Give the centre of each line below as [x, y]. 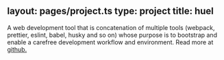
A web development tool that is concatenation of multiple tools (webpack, [111, 27]
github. [17, 49]
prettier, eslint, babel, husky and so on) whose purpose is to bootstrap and [112, 35]
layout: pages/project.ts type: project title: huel [110, 11]
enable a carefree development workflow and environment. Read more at [110, 42]
